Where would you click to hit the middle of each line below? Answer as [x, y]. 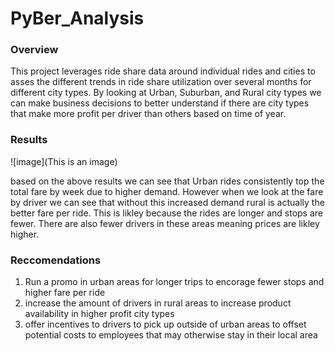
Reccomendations [56, 260]
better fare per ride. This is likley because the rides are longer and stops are [166, 213]
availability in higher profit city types [99, 314]
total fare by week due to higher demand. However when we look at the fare [167, 191]
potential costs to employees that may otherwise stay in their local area [171, 335]
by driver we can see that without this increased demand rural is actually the [167, 202]
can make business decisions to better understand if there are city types [160, 103]
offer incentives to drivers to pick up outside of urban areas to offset [165, 324]
